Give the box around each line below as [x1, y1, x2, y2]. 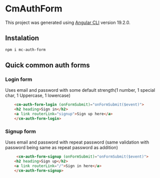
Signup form [5, 128, 36, 135]
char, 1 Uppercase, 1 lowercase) [5, 93, 71, 99]
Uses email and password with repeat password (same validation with [5, 139, 149, 145]
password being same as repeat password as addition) [5, 145, 118, 151]
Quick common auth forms [5, 61, 90, 70]
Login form [5, 76, 32, 83]
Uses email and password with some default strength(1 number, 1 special [5, 87, 155, 93]
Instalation [5, 34, 39, 42]
